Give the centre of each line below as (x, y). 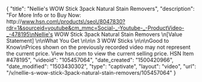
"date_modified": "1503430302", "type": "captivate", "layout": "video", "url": (101, 66)
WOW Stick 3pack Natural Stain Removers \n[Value (118, 34)
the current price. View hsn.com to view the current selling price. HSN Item (100, 53)
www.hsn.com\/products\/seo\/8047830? (73, 21)
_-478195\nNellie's (30, 34)
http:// (14, 21)
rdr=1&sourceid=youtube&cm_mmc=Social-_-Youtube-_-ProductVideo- (95, 28)
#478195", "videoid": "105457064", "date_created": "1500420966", (90, 60)
